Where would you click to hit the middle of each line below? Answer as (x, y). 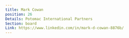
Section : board (21, 23)
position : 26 (19, 14)
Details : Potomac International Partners (49, 19)
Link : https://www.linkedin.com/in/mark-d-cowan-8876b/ (64, 28)
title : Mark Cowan (24, 10)
